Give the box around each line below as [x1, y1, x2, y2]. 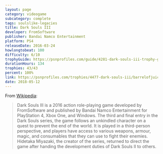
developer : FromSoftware [5, 30, 55, 34]
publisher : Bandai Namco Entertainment [5, 34, 86, 39]
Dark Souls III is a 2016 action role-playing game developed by [16, 102, 142, 108]
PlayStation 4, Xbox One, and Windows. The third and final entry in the [16, 112, 158, 118]
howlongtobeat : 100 [5, 48, 45, 52]
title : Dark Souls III [5, 25, 51, 30]
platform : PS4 [5, 39, 34, 44]
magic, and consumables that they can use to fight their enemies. [16, 133, 148, 139]
